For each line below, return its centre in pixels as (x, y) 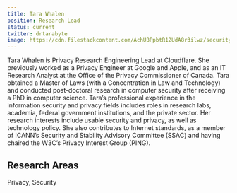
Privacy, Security (32, 182)
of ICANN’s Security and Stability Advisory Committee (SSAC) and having (114, 136)
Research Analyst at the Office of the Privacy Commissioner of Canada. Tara (119, 76)
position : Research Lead (44, 21)
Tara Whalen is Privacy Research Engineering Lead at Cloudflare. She (108, 60)
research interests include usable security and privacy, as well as (102, 120)
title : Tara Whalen (36, 14)
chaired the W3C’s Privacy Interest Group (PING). (79, 143)
